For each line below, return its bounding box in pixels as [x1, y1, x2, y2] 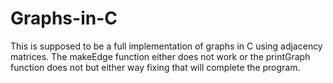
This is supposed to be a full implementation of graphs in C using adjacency [10, 40, 323, 52]
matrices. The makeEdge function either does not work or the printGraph [10, 50, 311, 62]
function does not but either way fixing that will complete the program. [10, 61, 301, 73]
